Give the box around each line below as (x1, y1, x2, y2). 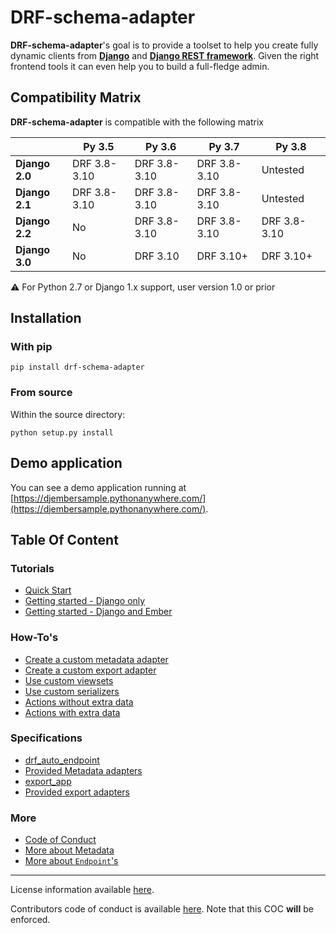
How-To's (10, 631, 59, 645)
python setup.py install (10, 427, 114, 438)
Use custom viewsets (24, 674, 114, 686)
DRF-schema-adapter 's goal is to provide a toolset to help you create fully (10, 39, 319, 51)
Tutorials (10, 561, 55, 575)
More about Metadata (24, 844, 115, 856)
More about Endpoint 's (24, 855, 119, 867)
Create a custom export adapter (24, 664, 157, 676)
